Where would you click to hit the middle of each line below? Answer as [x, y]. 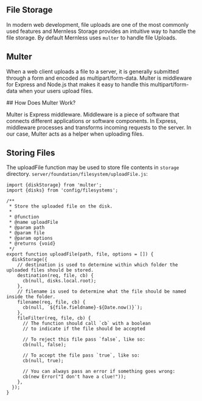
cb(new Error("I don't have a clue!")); [74, 377]
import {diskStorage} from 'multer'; [54, 185]
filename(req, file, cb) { [51, 302]
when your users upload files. [56, 91]
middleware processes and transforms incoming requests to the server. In [99, 127]
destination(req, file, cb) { [56, 276]
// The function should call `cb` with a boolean [86, 324]
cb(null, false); [44, 345]
